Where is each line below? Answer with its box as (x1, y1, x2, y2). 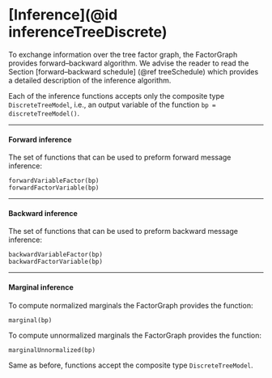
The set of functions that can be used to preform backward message (8, 227, 239, 236)
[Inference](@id (8, 6, 118, 24)
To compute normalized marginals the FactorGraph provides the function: (8, 300, 253, 310)
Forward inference (8, 134, 72, 144)
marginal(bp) (8, 316, 53, 325)
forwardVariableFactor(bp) (8, 176, 100, 185)
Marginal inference (8, 282, 74, 292)
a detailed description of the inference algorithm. (8, 75, 172, 85)
